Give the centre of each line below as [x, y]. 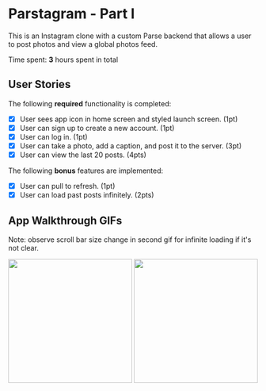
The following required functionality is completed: [90, 103]
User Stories [40, 84]
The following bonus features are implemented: [86, 171]
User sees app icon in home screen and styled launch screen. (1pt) [129, 119]
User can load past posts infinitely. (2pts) [87, 195]
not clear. [24, 248]
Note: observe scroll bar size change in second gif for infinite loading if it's [130, 240]
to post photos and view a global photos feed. [83, 44]
